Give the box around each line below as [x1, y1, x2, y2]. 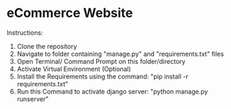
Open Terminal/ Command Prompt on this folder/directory [16, 57, 186, 65]
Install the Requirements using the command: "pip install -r [16, 72, 188, 81]
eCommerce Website [6, 5, 133, 21]
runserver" [16, 94, 49, 103]
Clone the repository [16, 42, 77, 50]
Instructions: [6, 28, 43, 37]
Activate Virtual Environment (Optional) [16, 64, 132, 73]
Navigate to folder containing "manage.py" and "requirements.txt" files [16, 50, 225, 58]
